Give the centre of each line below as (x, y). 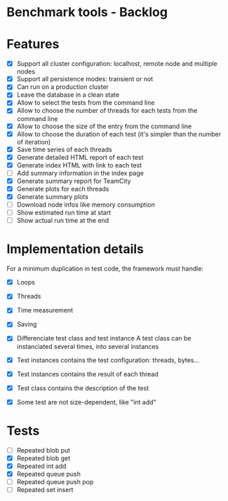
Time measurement (45, 310)
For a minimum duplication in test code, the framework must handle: (105, 269)
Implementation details (75, 249)
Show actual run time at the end (63, 221)
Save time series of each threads (65, 149)
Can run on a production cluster (63, 87)
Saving (27, 324)
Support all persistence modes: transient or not (85, 79)
